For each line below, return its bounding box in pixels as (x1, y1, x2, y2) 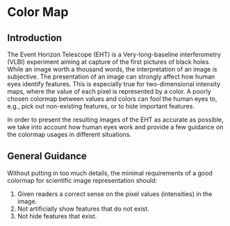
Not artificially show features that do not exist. (17, 204, 149, 213)
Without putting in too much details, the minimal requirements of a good (7, 168, 213, 177)
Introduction (7, 32, 63, 44)
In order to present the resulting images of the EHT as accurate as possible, (7, 115, 224, 124)
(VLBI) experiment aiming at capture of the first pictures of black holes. (7, 58, 211, 66)
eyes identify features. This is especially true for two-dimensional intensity (7, 80, 221, 88)
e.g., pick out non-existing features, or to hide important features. (7, 102, 195, 110)
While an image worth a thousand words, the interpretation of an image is (7, 65, 217, 73)
